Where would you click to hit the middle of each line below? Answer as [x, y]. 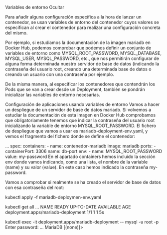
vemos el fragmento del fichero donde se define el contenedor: [70, 136]
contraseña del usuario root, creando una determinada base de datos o [78, 69]
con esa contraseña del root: [35, 187]
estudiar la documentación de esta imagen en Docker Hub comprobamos [81, 115]
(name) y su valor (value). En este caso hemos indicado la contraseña [77, 167]
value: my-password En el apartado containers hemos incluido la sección [80, 156]
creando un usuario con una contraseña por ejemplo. [60, 74]
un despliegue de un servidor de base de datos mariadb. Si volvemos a [78, 110]
